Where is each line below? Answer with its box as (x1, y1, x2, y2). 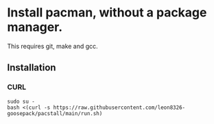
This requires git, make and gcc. (7, 42, 98, 50)
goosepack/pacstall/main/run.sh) (7, 110, 103, 117)
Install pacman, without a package (7, 5, 207, 21)
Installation (7, 62, 56, 73)
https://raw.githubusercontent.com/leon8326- (53, 104, 186, 111)
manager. (7, 19, 63, 35)
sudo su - (7, 98, 36, 105)
